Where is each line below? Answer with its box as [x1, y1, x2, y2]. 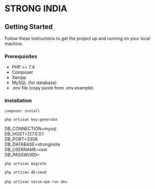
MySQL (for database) [11, 80, 57, 86]
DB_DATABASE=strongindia [4, 141, 60, 147]
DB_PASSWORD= [4, 152, 40, 158]
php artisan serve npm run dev [4, 179, 68, 184]
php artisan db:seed [4, 170, 47, 175]
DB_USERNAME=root [4, 146, 48, 152]
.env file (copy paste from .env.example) [11, 85, 94, 91]
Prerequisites [4, 53, 37, 59]
